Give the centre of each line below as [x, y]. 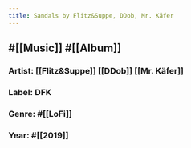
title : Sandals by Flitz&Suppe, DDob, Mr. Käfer [91, 16]
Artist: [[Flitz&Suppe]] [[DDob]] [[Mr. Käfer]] [96, 70]
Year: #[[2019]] [39, 135]
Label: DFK [30, 92]
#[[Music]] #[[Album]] [65, 48]
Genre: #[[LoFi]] [40, 114]
